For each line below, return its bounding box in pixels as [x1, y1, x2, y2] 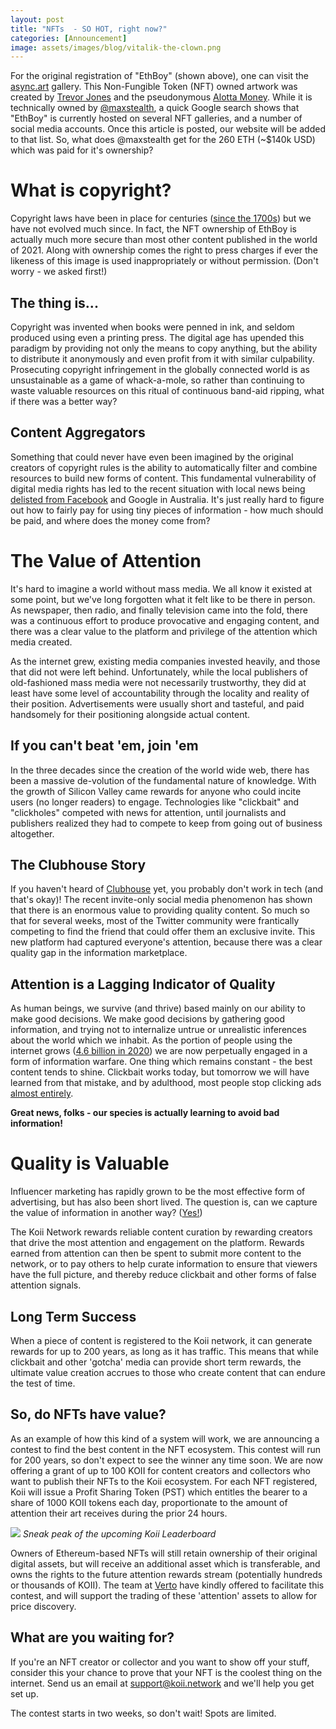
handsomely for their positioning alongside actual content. [10, 708, 251, 720]
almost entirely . [10, 1087, 74, 1100]
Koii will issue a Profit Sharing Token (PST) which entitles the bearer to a [10, 1486, 308, 1498]
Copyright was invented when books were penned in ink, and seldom [10, 321, 295, 333]
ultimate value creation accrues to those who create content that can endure [10, 1366, 326, 1378]
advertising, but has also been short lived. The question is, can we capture [10, 1196, 318, 1208]
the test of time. [10, 1377, 76, 1389]
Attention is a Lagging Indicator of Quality [10, 976, 276, 993]
